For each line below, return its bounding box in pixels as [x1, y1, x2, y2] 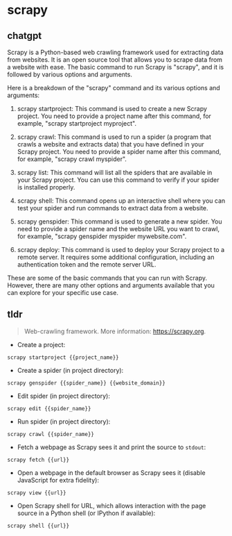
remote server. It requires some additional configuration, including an [17, 253, 215, 261]
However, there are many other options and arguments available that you [7, 281, 215, 290]
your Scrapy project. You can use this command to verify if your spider [17, 176, 220, 184]
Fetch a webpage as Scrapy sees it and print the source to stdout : [17, 443, 206, 451]
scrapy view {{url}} [7, 489, 67, 496]
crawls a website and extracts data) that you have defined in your [17, 140, 204, 148]
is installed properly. [17, 183, 75, 191]
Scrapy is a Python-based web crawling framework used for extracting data [7, 48, 224, 56]
